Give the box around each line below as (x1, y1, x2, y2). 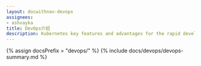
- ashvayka (6, 20, 33, 26)
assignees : (6, 14, 33, 20)
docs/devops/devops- (128, 47, 184, 54)
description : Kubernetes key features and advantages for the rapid (6, 31, 181, 37)
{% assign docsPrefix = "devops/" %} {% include (6, 47, 127, 54)
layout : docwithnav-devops (6, 8, 74, 15)
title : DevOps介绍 (6, 25, 50, 32)
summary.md (6, 54, 39, 61)
